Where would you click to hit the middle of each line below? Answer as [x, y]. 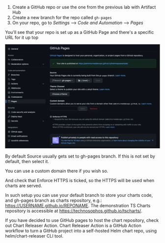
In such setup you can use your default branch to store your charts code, [79, 195]
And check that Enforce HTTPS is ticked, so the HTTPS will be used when [80, 181]
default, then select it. [27, 162]
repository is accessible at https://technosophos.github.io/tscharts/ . [74, 211]
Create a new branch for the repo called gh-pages [62, 17]
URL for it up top [22, 37]
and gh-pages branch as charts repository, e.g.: [54, 200]
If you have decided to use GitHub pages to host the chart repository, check [82, 220]
